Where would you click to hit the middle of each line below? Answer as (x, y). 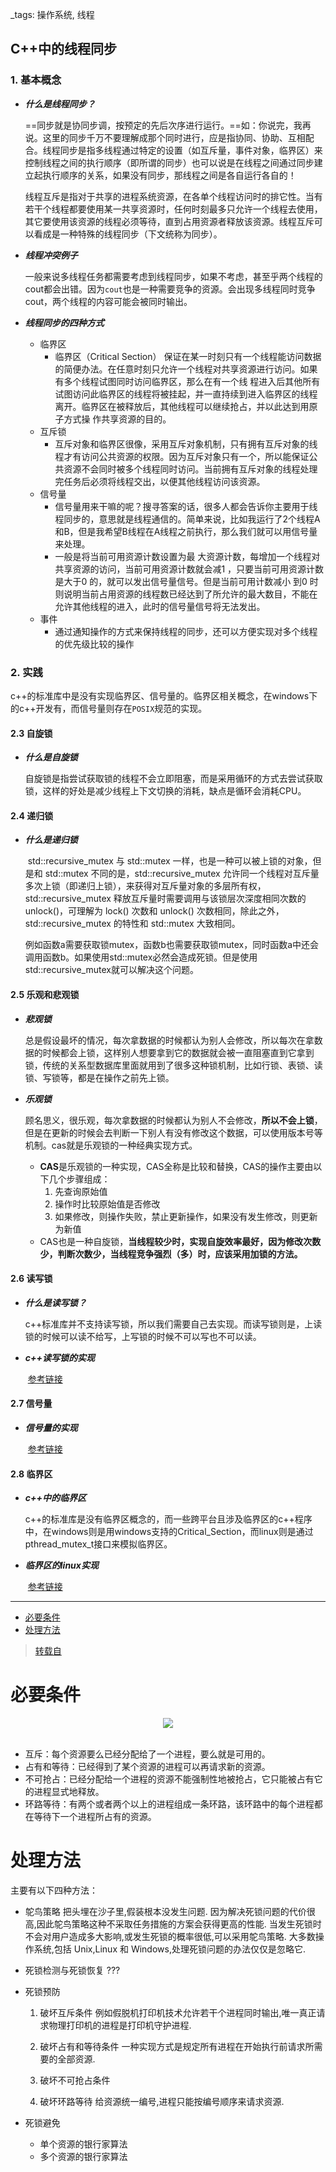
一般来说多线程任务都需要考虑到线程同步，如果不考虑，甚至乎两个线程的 (173, 276)
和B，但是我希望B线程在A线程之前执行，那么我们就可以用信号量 (186, 531)
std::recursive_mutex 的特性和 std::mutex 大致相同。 (132, 924)
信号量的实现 (51, 1427)
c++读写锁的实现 (60, 1357)
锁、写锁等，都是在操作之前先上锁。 (99, 1077)
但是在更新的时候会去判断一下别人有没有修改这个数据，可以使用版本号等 (173, 1132)
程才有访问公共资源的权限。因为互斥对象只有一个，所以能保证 (182, 456)
